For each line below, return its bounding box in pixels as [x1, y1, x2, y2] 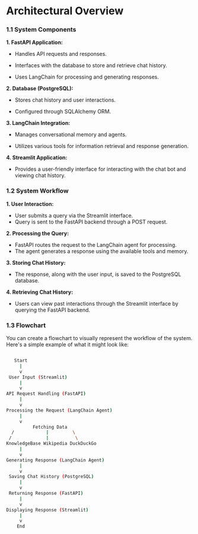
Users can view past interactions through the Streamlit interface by [14, 300, 179, 307]
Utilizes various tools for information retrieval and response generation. [14, 143, 189, 150]
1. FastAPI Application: [6, 39, 63, 46]
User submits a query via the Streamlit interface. [14, 212, 133, 219]
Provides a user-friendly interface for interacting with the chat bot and [14, 165, 186, 173]
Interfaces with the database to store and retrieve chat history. [14, 62, 168, 69]
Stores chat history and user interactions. [14, 96, 116, 103]
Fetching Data [32, 424, 68, 430]
